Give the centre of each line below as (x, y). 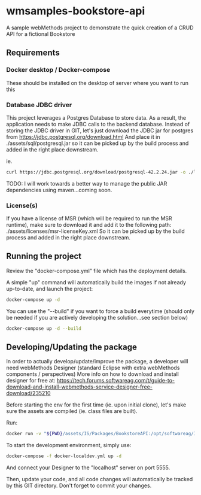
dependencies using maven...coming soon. (59, 190)
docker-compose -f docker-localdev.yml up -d (64, 456)
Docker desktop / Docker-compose (58, 70)
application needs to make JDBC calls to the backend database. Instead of (98, 124)
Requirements (33, 53)
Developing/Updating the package (72, 347)
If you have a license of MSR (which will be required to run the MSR (89, 218)
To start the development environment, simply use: (69, 445)
